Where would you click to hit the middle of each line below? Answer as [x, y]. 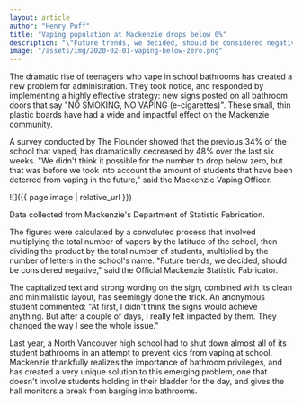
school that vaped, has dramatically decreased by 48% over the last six [142, 151]
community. [31, 124]
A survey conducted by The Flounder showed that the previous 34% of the [148, 142]
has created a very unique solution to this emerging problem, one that [138, 372]
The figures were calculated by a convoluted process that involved [133, 232]
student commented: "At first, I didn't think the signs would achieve [133, 307]
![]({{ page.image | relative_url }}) [71, 198]
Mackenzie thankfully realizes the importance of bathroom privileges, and [146, 362]
